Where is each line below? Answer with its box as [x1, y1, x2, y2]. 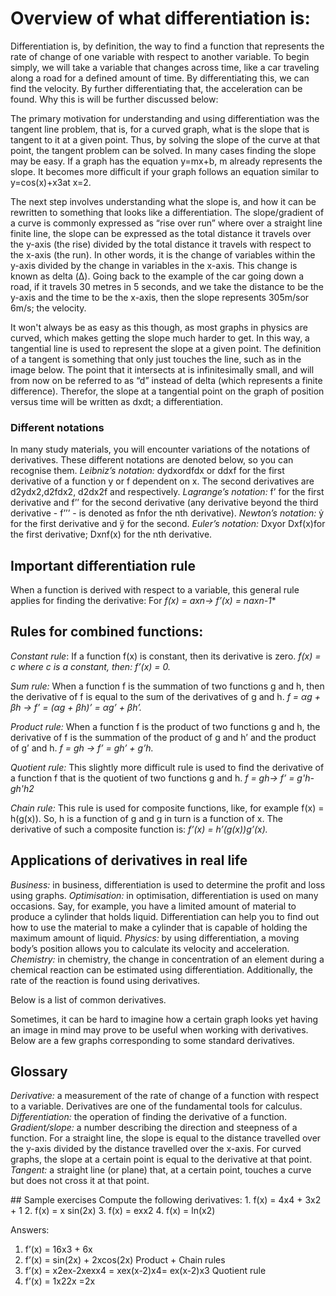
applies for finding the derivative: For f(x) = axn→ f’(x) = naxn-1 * [10, 595, 277, 607]
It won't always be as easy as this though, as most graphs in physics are [10, 321, 308, 333]
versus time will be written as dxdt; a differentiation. [10, 395, 224, 407]
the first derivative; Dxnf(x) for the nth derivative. [10, 528, 213, 541]
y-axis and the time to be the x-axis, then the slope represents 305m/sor [10, 291, 310, 303]
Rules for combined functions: [10, 623, 204, 641]
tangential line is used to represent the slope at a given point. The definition [10, 342, 322, 354]
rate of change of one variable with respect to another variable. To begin [10, 50, 310, 62]
